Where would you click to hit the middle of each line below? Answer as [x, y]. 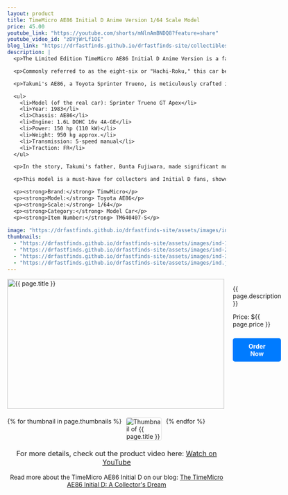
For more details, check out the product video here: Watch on [117, 453]
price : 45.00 [26, 26]
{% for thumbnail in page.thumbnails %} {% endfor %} [107, 421]
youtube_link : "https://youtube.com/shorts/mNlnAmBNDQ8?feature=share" [113, 33]
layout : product [31, 14]
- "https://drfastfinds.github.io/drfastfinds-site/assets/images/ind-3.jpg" [129, 256]
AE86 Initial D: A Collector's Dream [117, 484]
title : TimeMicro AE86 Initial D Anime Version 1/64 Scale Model [103, 20]
